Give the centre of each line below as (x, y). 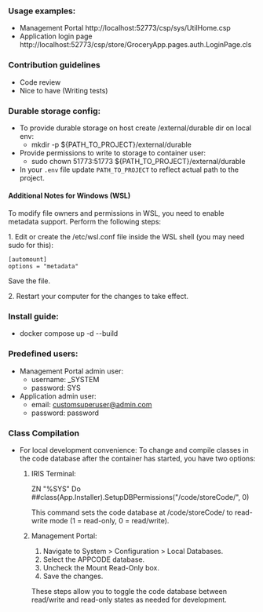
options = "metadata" (44, 267)
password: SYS (56, 388)
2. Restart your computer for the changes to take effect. (99, 297)
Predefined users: (43, 354)
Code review (40, 82)
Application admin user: (58, 396)
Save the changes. (73, 576)
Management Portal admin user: (71, 371)
